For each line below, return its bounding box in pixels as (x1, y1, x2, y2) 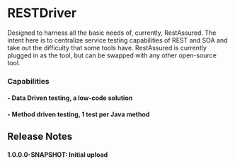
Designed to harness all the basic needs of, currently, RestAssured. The (7, 28, 217, 37)
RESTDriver (7, 5, 76, 21)
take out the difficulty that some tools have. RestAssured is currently (7, 43, 207, 52)
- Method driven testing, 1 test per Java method (7, 110, 150, 118)
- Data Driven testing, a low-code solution (7, 94, 133, 102)
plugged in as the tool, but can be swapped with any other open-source (7, 51, 217, 60)
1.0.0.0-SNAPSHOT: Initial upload (7, 150, 108, 159)
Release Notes (7, 131, 73, 143)
